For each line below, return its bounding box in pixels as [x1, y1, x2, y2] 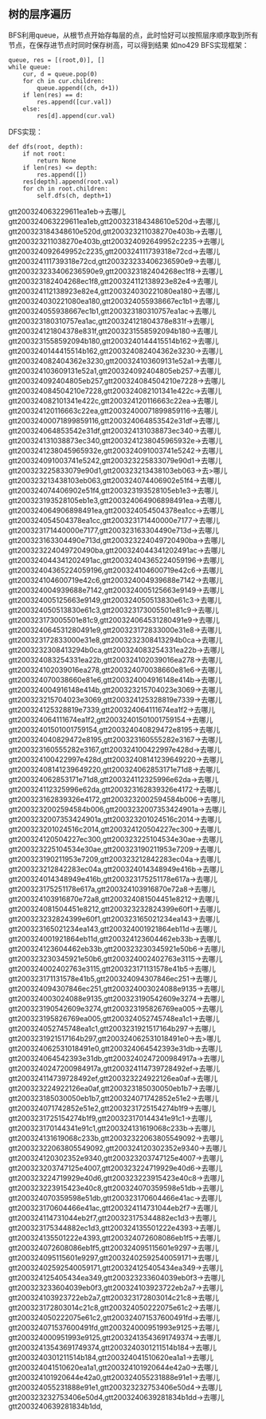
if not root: [22, 150, 66, 158]
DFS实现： [8, 127, 44, 136]
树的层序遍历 [8, 7, 72, 22]
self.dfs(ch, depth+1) [37, 191, 112, 199]
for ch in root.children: [22, 184, 109, 193]
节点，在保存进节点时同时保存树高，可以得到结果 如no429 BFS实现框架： [8, 40, 249, 49]
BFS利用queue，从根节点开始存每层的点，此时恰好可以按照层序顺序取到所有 [8, 30, 259, 40]
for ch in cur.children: [22, 77, 105, 85]
